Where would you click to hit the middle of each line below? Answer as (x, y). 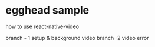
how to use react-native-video (42, 26)
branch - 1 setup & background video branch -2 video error (77, 38)
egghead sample (47, 10)
